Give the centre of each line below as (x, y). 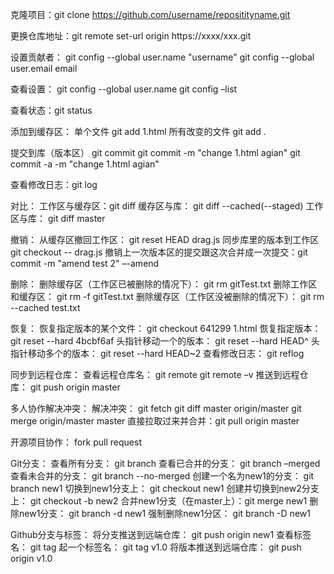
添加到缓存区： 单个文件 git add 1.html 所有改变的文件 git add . (138, 131)
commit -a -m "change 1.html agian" (85, 164)
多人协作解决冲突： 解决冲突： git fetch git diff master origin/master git (156, 408)
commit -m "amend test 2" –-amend (85, 263)
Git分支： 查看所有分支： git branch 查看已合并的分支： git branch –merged (165, 463)
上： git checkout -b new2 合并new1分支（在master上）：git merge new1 (159, 501)
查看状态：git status (51, 110)
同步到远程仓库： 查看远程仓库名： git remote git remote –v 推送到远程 (155, 374)
